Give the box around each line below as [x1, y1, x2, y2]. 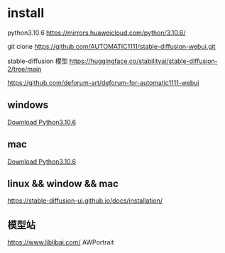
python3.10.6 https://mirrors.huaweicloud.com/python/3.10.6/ [7, 28, 186, 37]
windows [7, 99, 49, 111]
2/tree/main [7, 64, 42, 73]
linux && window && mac [7, 177, 119, 189]
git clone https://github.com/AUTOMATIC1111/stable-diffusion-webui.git [7, 42, 216, 50]
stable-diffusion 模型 [7, 57, 68, 65]
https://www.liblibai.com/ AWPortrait [7, 238, 114, 247]
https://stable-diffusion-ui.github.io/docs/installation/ [7, 196, 163, 205]
